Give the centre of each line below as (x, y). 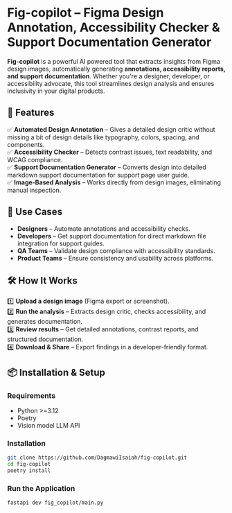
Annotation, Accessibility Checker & (114, 27)
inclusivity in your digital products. (56, 91)
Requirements (32, 395)
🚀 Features (31, 113)
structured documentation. (45, 339)
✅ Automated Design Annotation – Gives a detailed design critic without (111, 129)
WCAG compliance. (35, 159)
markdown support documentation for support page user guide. (98, 175)
